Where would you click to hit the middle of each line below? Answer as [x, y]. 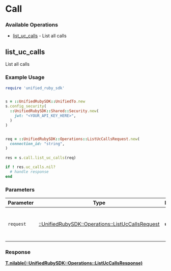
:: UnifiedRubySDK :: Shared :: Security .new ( [54, 111]
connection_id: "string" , [37, 144]
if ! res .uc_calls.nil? [31, 167]
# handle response [30, 172]
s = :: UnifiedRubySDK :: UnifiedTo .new [45, 102]
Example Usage [25, 77]
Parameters [20, 189]
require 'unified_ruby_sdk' [35, 88]
